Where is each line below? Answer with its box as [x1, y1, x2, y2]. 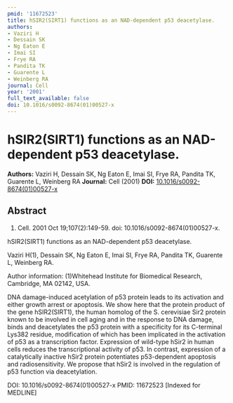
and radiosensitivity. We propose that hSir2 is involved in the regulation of [7, 360, 221, 368]
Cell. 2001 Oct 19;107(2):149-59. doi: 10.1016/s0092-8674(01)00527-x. [17, 224, 220, 232]
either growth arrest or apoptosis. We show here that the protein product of [7, 300, 225, 308]
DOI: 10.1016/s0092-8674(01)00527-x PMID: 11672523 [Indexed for [7, 381, 201, 389]
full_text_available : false [7, 95, 90, 102]
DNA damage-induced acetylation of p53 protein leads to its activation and [7, 292, 225, 301]
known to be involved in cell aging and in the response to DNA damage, [7, 315, 214, 323]
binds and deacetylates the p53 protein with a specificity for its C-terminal [7, 322, 222, 331]
